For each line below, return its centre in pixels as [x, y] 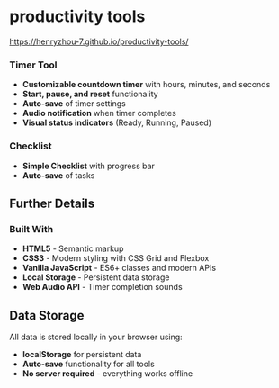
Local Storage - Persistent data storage [96, 277]
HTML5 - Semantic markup [73, 248]
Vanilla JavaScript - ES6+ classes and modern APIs [119, 268]
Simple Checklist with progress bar [89, 166]
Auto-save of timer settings [74, 104]
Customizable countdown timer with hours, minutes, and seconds [146, 85]
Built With [31, 229]
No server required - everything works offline [108, 374]
